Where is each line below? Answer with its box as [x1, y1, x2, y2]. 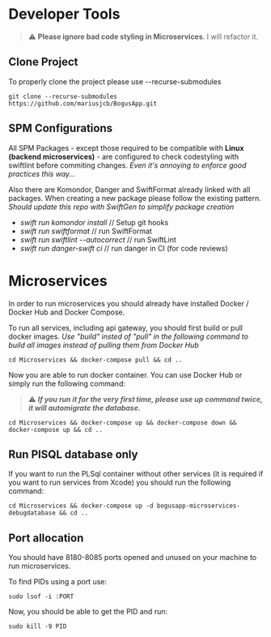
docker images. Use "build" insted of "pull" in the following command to [8, 331, 249, 341]
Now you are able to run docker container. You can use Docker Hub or [8, 370, 243, 379]
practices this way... [8, 169, 76, 178]
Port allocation [8, 531, 84, 545]
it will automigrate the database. [28, 403, 142, 413]
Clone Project [8, 55, 78, 69]
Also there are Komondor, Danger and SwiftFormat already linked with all [8, 184, 251, 195]
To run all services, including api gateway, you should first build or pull [8, 323, 243, 332]
